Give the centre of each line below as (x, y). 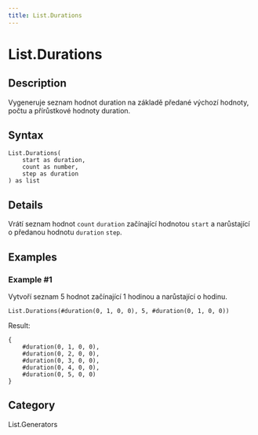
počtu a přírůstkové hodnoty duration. (69, 110)
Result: (19, 325)
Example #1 (30, 279)
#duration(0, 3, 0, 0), (61, 360)
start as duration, (54, 160)
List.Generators (33, 424)
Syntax (26, 136)
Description (37, 83)
